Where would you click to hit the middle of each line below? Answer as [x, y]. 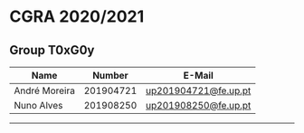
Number [110, 76]
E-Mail [199, 76]
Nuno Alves [38, 105]
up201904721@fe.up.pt [199, 90]
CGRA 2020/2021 [77, 17]
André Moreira [44, 90]
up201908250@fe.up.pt [199, 105]
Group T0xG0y [52, 50]
